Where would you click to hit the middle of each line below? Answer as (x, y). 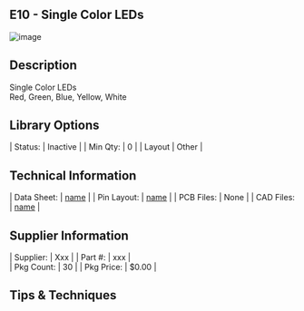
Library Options (54, 126)
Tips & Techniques (63, 295)
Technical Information (73, 175)
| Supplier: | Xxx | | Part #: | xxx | (70, 258)
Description (43, 66)
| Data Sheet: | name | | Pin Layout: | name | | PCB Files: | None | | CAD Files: (152, 198)
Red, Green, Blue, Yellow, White (68, 97)
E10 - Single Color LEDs (77, 15)
